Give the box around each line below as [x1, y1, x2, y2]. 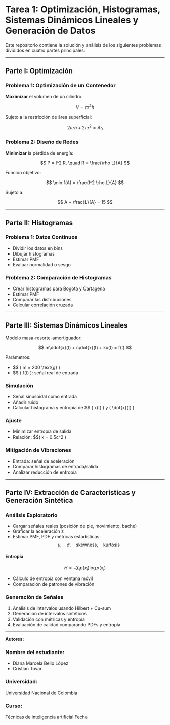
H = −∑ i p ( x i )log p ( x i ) [64, 564, 106, 572]
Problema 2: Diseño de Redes [5, 138, 79, 146]
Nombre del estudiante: [5, 648, 65, 656]
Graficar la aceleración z [12, 528, 64, 534]
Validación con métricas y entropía [12, 616, 85, 622]
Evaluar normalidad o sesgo [12, 261, 71, 267]
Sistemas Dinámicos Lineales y [5, 14, 139, 26]
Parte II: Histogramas [5, 219, 73, 227]
